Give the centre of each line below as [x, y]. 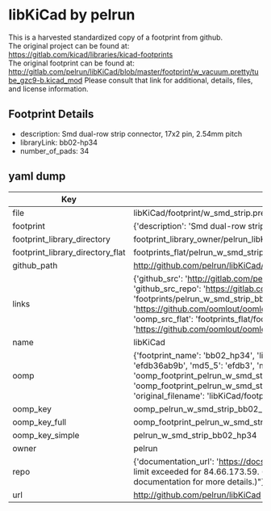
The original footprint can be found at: [71, 63]
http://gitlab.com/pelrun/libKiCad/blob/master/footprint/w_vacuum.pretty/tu [134, 71]
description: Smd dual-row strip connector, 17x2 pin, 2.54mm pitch [131, 133]
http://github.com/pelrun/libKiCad [197, 495]
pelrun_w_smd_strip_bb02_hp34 [195, 435]
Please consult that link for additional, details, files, [169, 80]
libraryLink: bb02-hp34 [59, 142]
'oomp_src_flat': [163, 319]
